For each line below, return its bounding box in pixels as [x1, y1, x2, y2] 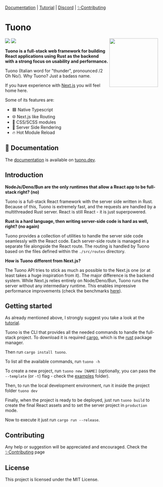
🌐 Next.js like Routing [12, 113, 56, 119]
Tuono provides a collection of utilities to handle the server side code [5, 233, 143, 238]
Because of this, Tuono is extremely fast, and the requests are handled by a [5, 203, 156, 209]
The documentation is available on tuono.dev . [5, 157, 96, 162]
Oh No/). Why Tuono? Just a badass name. [5, 73, 91, 79]
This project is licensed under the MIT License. [5, 477, 99, 482]
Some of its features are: [5, 97, 54, 103]
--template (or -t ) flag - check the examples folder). [5, 373, 110, 379]
